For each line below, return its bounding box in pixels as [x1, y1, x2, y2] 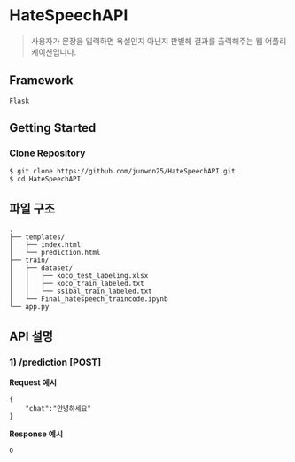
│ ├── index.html [9, 241, 82, 250]
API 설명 [9, 328, 53, 343]
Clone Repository [9, 147, 86, 159]
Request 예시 [9, 377, 58, 388]
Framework [9, 73, 74, 89]
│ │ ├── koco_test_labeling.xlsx [9, 272, 149, 281]
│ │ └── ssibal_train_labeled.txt [9, 287, 152, 296]
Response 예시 [9, 428, 64, 439]
